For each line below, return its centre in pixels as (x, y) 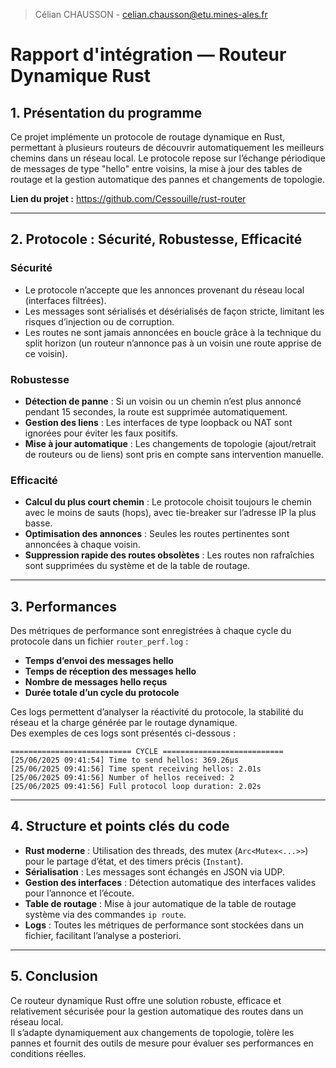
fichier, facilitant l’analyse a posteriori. (103, 935)
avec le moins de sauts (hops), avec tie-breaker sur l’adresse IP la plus (170, 513)
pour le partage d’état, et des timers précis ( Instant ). (134, 861)
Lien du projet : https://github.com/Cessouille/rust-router (128, 198)
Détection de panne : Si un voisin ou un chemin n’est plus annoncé (163, 401)
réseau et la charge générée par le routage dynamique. (124, 723)
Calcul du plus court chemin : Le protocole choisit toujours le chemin (168, 502)
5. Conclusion (54, 976)
